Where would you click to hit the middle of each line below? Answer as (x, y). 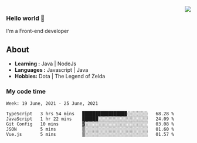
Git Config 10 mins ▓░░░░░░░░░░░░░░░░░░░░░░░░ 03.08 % (90, 124)
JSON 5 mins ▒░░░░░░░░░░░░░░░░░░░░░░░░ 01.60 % (90, 129)
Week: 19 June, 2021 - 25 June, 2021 (52, 104)
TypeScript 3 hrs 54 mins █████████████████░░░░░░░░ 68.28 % (90, 114)
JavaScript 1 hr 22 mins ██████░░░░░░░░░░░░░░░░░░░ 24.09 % (90, 119)
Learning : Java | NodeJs (45, 64)
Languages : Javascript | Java (51, 70)
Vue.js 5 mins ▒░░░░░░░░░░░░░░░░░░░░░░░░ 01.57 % (90, 135)
